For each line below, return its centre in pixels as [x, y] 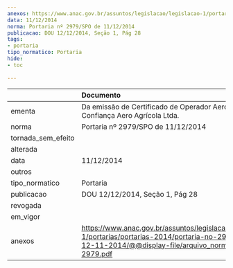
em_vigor [25, 217]
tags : [15, 39]
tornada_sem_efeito [43, 138]
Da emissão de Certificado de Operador [146, 107]
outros [21, 172]
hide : [15, 59]
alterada [24, 149]
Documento [101, 95]
